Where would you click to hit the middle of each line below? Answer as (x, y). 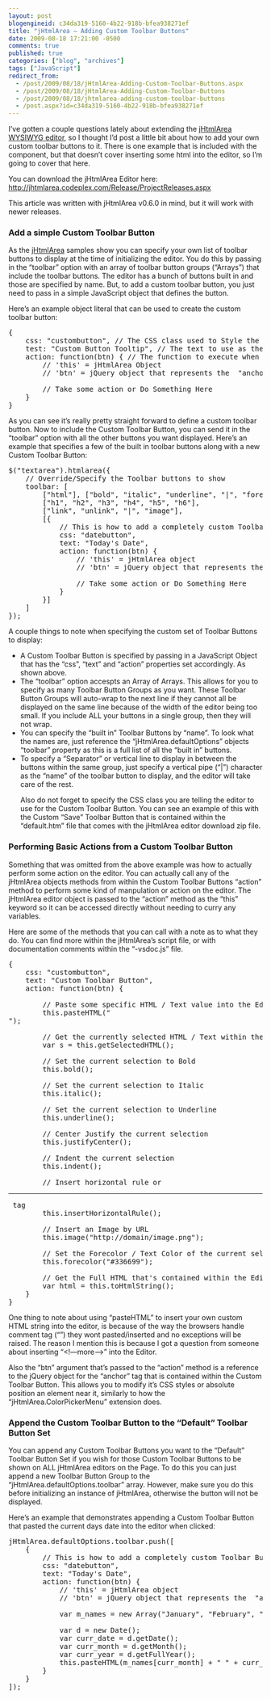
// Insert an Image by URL (96, 1229)
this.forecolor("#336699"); (98, 1262)
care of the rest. (47, 784)
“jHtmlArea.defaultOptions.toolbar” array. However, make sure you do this (131, 1485)
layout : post (30, 16)
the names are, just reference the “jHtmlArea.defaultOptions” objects (134, 742)
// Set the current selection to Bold (119, 1061)
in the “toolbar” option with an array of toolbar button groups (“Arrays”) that (134, 267)
